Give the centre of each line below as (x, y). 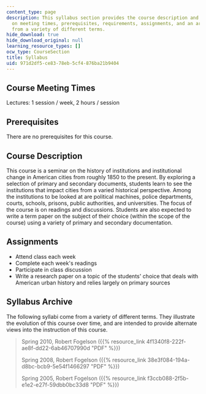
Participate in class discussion (53, 269)
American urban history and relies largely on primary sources (93, 283)
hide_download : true (33, 35)
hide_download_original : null (45, 40)
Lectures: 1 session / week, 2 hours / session (63, 103)
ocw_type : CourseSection (38, 52)
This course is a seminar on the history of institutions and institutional (94, 170)
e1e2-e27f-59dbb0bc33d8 (55, 385)
